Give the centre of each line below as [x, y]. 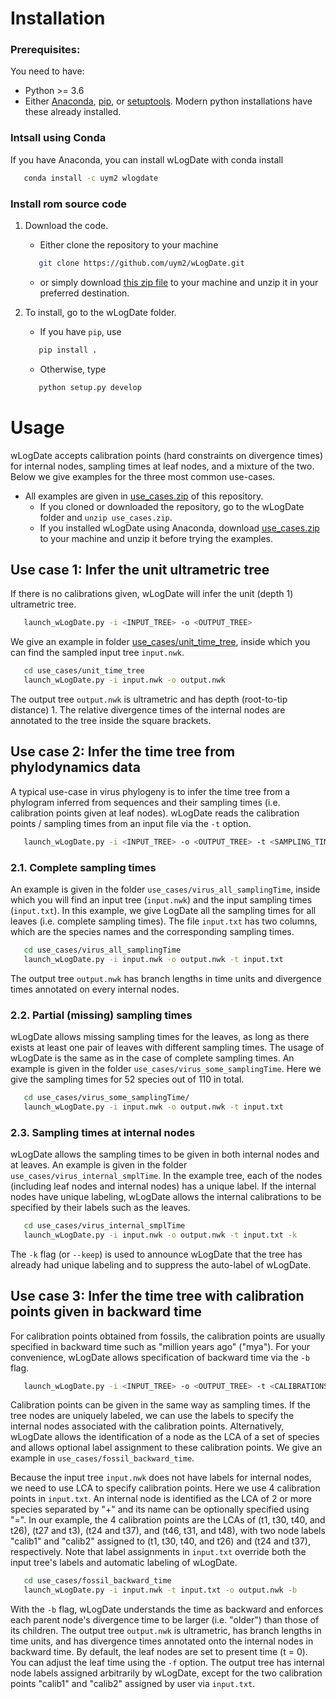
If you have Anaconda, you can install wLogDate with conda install [147, 159]
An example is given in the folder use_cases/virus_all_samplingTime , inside [165, 889]
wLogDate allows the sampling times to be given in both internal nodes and [165, 1154]
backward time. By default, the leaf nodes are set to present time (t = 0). [159, 1652]
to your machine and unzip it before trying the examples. [156, 538]
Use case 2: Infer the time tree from [123, 752]
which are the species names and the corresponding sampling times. [152, 931]
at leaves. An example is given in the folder [99, 1165]
